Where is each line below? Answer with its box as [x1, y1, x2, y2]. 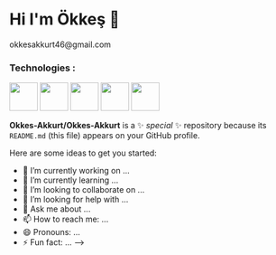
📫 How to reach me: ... [22, 213, 109, 225]
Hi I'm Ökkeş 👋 [9, 9, 120, 30]
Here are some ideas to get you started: [9, 147, 158, 158]
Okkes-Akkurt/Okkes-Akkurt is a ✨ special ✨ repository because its [9, 120, 267, 131]
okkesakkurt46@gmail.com [9, 39, 111, 50]
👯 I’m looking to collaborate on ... [22, 184, 145, 195]
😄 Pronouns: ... [22, 227, 81, 238]
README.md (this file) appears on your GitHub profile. [9, 130, 200, 141]
